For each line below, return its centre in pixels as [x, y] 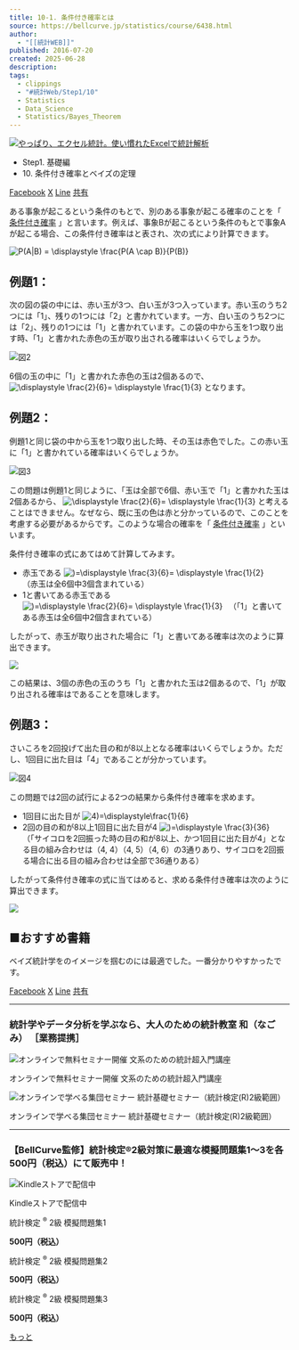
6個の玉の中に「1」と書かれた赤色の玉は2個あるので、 [109, 376]
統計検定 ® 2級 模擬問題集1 [58, 1222]
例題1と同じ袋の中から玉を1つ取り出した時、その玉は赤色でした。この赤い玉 [149, 441]
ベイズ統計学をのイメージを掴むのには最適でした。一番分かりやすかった [141, 961]
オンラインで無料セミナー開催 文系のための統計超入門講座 [116, 1078]
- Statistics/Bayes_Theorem [69, 117]
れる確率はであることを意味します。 [98, 694]
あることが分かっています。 [161, 759]
